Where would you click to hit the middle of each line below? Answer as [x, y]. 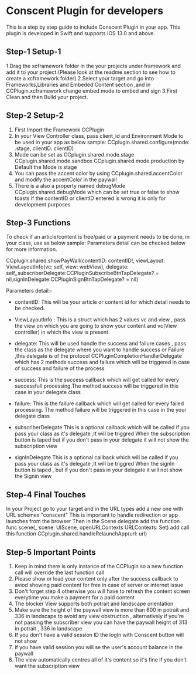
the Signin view [33, 476]
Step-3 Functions [39, 223]
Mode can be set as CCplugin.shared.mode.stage [74, 154]
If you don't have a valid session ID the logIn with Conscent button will [99, 635]
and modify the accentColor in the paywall [66, 179]
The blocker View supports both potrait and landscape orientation [94, 603]
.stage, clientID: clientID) [44, 148]
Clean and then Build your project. [47, 97]
